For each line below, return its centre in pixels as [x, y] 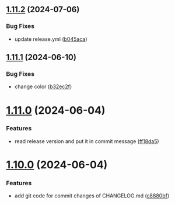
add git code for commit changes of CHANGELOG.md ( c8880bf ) [92, 196]
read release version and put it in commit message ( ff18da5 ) [87, 141]
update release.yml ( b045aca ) [51, 39]
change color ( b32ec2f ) [43, 86]
